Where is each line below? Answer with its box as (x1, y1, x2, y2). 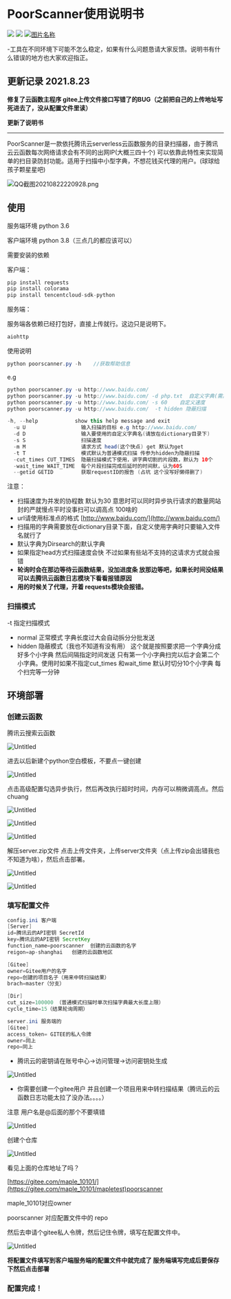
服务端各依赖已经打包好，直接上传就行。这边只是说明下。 (7, 320, 170, 328)
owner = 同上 (7, 1037, 36, 1044)
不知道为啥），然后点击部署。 (7, 855, 89, 864)
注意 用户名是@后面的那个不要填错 (7, 1108, 105, 1116)
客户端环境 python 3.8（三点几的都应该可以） (7, 236, 136, 244)
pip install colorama (7, 285, 69, 292)
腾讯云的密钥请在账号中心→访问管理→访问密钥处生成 (16, 1057, 168, 1065)
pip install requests (7, 279, 69, 286)
